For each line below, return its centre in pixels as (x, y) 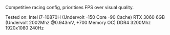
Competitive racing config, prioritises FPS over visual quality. (70, 7)
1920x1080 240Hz (25, 28)
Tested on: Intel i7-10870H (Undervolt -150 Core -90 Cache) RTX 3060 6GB (85, 17)
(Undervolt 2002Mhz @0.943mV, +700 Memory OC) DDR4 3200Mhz (78, 23)
